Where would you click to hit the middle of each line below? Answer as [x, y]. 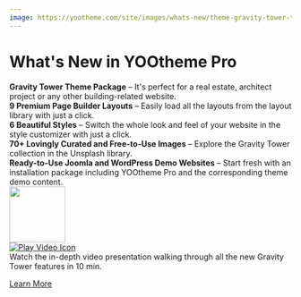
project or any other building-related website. [93, 96]
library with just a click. [52, 115]
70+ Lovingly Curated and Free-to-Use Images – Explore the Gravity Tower [150, 143]
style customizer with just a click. [71, 134]
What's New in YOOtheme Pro [123, 61]
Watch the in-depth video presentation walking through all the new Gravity [147, 257]
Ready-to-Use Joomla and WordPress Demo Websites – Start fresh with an [150, 163]
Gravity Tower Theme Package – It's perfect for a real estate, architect [141, 87]
